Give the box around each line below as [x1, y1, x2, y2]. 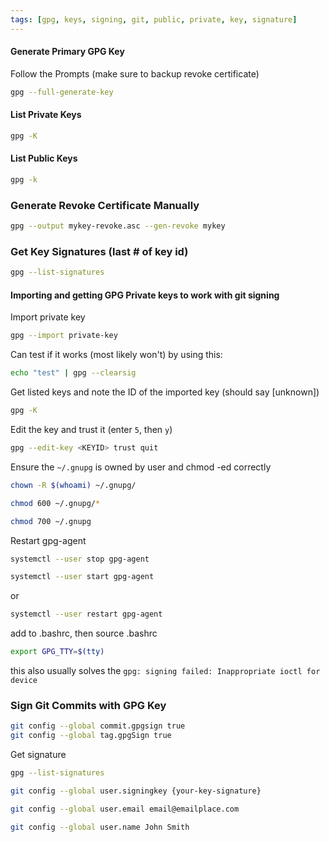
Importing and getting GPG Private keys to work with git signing [10, 289, 280, 301]
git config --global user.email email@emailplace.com [10, 804, 240, 814]
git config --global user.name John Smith [10, 822, 190, 832]
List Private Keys [10, 109, 82, 121]
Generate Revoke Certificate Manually [10, 198, 200, 212]
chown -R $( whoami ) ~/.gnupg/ [10, 480, 137, 490]
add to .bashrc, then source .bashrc [10, 627, 158, 640]
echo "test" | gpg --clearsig [10, 368, 137, 378]
